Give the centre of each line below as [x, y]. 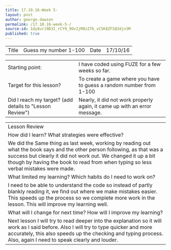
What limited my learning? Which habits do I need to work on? [82, 177]
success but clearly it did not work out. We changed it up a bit [81, 156]
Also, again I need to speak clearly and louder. [63, 240]
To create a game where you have [119, 79]
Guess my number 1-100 [54, 50]
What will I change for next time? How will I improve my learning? [85, 213]
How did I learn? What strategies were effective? [66, 135]
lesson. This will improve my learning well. [58, 204]
